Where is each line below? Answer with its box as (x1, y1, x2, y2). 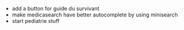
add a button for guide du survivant (11, 5, 100, 12)
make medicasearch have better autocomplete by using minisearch (11, 11, 178, 18)
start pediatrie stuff (11, 18, 60, 24)
